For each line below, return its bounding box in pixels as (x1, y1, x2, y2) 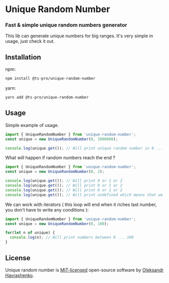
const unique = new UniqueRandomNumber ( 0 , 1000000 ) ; (5, 136, 118, 141)
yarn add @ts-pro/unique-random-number (5, 95, 89, 100)
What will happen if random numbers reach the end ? (5, 155, 116, 161)
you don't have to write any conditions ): (5, 206, 89, 213)
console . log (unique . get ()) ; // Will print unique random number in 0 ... (5, 146, 163, 151)
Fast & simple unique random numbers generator (5, 22, 127, 29)
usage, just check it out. (5, 38, 55, 44)
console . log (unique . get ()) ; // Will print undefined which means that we (5, 192, 163, 197)
